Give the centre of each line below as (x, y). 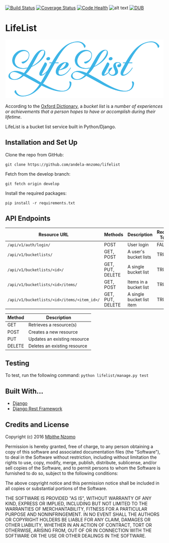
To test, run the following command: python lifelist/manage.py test (77, 375)
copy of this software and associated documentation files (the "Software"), (83, 452)
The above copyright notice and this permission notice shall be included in (82, 483)
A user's (136, 252)
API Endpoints (28, 218)
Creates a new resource (53, 332)
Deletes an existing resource (58, 346)
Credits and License (37, 425)
